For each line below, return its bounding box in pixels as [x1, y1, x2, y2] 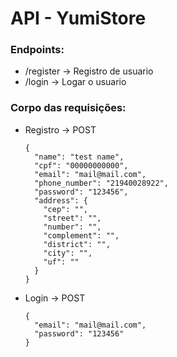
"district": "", [43, 239, 111, 249]
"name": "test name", [34, 152, 125, 162]
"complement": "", [43, 230, 120, 241]
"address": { [34, 195, 89, 206]
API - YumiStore [10, 7, 147, 30]
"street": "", [43, 213, 102, 223]
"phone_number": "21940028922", [34, 178, 169, 188]
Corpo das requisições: [10, 101, 127, 115]
